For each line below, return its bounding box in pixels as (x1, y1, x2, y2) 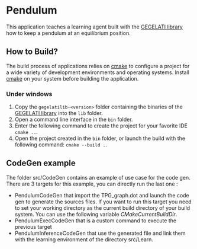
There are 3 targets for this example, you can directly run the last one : (6, 180, 179, 187)
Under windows (6, 90, 53, 98)
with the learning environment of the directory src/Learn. (14, 235, 154, 243)
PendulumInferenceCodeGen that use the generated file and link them (14, 229, 186, 237)
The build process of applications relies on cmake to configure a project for (6, 62, 190, 69)
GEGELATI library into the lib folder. (14, 110, 103, 117)
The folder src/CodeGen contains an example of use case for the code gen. (6, 174, 190, 181)
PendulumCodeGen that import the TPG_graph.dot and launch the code (14, 191, 189, 199)
